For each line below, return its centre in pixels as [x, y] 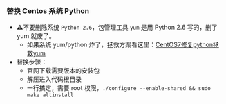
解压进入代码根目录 [54, 79]
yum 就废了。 [36, 36]
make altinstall [50, 95]
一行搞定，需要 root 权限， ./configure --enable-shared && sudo [119, 88]
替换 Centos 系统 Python [48, 10]
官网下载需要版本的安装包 [63, 71]
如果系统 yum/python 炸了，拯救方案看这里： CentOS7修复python [120, 45]
